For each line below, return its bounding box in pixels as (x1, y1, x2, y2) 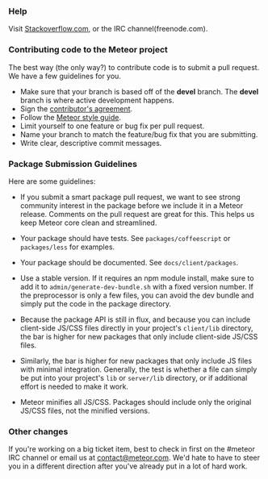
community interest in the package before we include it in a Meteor (19, 200, 244, 210)
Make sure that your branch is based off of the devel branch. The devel (19, 86, 259, 96)
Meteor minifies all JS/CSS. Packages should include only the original (19, 397, 252, 406)
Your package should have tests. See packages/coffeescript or (19, 233, 231, 243)
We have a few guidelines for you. (8, 71, 121, 81)
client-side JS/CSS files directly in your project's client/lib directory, (19, 323, 253, 332)
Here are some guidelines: (8, 176, 96, 186)
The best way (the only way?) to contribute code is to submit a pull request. (8, 62, 260, 72)
